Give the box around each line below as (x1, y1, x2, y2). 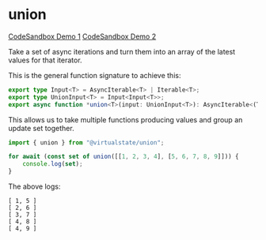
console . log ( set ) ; (22, 160, 83, 168)
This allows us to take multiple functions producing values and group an (8, 114, 243, 124)
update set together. (8, 123, 74, 133)
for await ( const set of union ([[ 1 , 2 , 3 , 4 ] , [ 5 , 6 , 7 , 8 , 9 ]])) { (8, 152, 239, 161)
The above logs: (8, 182, 61, 191)
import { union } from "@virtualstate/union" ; (8, 138, 165, 147)
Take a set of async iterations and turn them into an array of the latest (8, 47, 236, 56)
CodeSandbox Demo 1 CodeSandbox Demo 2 (8, 32, 157, 41)
